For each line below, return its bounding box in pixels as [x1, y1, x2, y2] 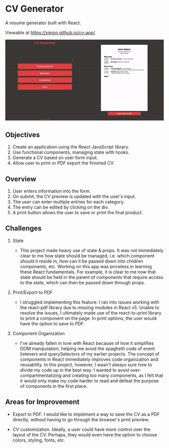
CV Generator [5, 3, 64, 15]
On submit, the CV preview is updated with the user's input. [12, 193, 136, 200]
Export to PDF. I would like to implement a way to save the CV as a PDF [12, 411, 160, 417]
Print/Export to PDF [12, 289, 53, 295]
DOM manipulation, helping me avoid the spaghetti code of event [20, 345, 155, 352]
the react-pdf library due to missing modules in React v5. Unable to [20, 304, 159, 311]
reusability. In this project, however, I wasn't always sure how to [20, 362, 152, 368]
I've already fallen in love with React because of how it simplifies [20, 340, 154, 346]
